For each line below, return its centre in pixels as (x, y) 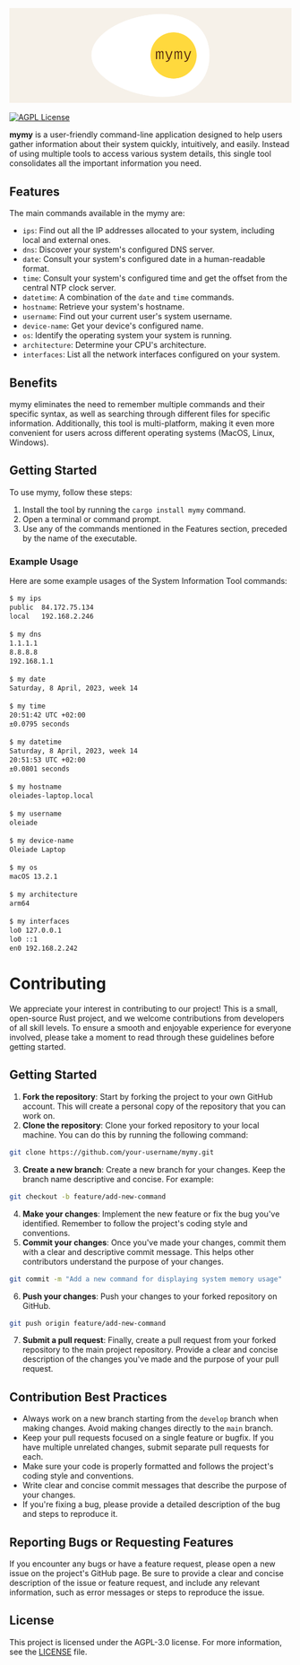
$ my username (36, 814)
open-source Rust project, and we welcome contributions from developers (147, 1018)
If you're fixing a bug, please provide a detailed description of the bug (151, 1504)
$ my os (24, 868)
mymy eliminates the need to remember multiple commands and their (137, 405)
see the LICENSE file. (48, 1652)
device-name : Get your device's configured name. (113, 326)
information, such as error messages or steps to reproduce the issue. (137, 1592)
